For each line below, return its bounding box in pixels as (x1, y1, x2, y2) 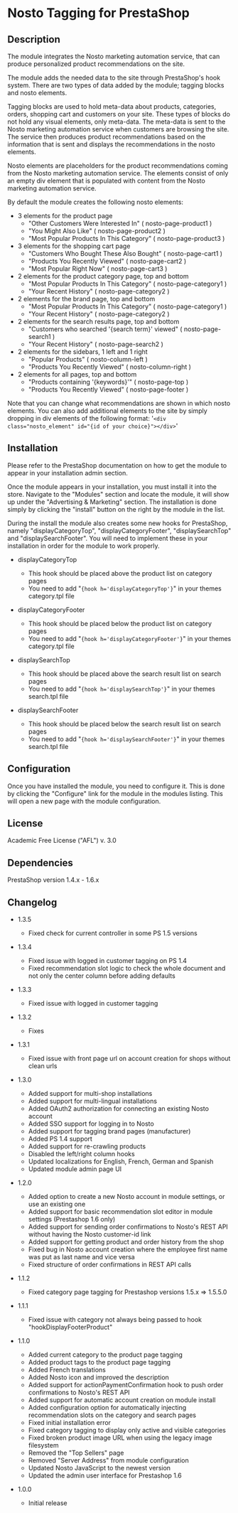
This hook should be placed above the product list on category (28, 569, 212, 577)
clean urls (28, 1062, 58, 1070)
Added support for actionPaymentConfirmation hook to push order (28, 1381, 224, 1389)
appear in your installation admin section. (7, 468, 128, 477)
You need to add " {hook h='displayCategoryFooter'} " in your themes (28, 634, 232, 642)
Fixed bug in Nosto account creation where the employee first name (28, 1245, 228, 1254)
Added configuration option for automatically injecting (28, 1404, 187, 1412)
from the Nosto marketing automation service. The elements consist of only (7, 169, 229, 177)
